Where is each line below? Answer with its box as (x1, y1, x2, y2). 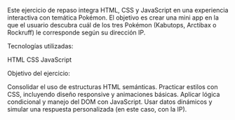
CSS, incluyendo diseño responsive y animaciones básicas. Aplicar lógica (7, 91, 220, 98)
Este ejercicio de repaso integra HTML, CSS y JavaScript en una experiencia (7, 6, 229, 14)
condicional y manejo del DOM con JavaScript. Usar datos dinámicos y (7, 98, 213, 106)
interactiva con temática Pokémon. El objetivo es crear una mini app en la (7, 13, 220, 22)
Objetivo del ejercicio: (7, 69, 70, 77)
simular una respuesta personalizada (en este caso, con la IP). (7, 105, 187, 113)
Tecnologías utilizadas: (7, 42, 74, 50)
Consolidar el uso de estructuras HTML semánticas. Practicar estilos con (7, 83, 219, 91)
